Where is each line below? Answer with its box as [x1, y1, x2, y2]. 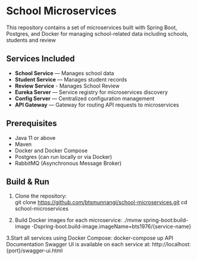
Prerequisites [6, 118, 57, 129]
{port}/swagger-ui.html [6, 247, 63, 254]
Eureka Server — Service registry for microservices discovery [14, 88, 168, 96]
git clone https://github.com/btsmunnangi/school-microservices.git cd [14, 199, 187, 206]
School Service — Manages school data [14, 70, 114, 77]
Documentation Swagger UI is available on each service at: [6, 241, 151, 248]
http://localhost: [152, 241, 192, 248]
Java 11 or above [14, 134, 56, 141]
